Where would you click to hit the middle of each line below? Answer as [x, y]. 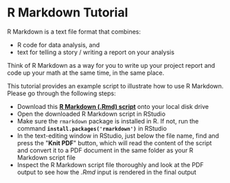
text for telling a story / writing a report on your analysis [96, 52]
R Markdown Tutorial [68, 13]
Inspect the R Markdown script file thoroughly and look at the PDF [110, 164]
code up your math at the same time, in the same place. [86, 73]
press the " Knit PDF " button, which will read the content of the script [114, 143]
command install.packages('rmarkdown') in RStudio [92, 128]
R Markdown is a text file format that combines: [74, 32]
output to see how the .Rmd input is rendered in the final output [107, 172]
